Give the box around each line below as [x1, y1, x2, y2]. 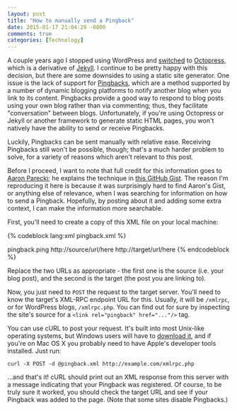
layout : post [7, 10, 46, 18]
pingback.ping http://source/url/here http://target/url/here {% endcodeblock [7, 245, 230, 254]
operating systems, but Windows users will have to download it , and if [7, 332, 212, 340]
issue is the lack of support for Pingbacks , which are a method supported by [7, 79, 231, 87]
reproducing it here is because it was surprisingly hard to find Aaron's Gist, [7, 181, 226, 190]
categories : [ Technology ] [7, 37, 83, 44]
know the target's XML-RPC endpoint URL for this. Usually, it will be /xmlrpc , [7, 295, 230, 304]
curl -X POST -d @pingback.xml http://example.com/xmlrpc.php [7, 361, 195, 368]
